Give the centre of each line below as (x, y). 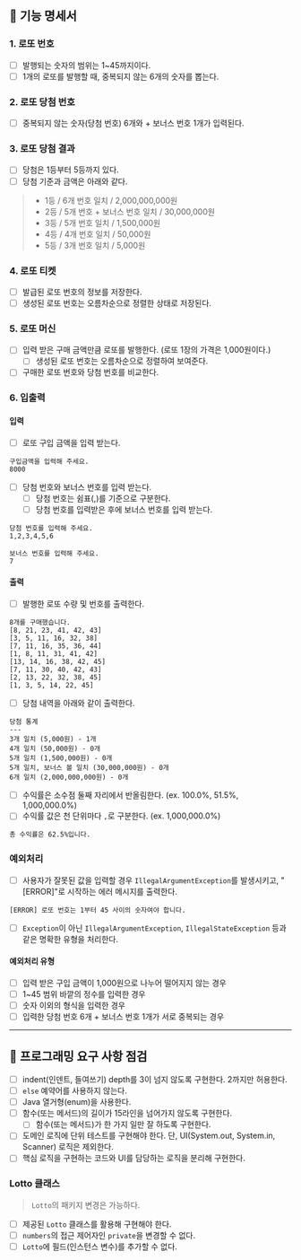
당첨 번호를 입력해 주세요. (51, 528)
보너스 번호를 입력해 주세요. (54, 553)
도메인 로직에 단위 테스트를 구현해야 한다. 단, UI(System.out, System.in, (149, 1136)
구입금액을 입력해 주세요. (49, 461)
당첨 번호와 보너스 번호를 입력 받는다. (87, 486)
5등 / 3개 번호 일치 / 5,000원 (95, 245)
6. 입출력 (28, 398)
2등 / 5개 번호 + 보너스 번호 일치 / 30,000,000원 (129, 211)
